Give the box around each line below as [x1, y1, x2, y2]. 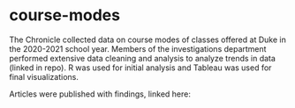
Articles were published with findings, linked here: [9, 89, 192, 99]
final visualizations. [9, 71, 79, 82]
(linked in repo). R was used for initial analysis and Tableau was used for [9, 62, 272, 73]
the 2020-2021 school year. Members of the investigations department [9, 43, 267, 54]
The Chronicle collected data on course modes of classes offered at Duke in [9, 34, 287, 45]
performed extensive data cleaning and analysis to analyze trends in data [9, 53, 276, 63]
